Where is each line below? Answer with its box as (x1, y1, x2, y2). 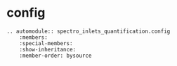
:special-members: (19, 40, 73, 47)
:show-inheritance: (19, 46, 77, 53)
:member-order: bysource (19, 52, 92, 59)
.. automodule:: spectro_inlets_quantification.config (6, 28, 171, 35)
